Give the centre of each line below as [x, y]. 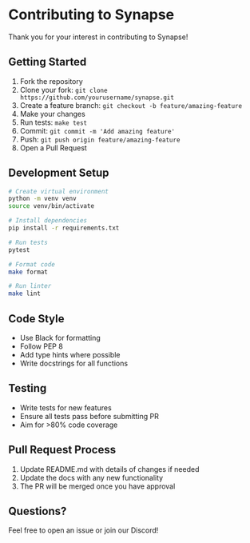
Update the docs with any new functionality [91, 477]
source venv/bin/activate [51, 206]
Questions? [38, 511]
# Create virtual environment [59, 191]
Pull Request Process [62, 450]
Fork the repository [52, 81]
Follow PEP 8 [42, 346]
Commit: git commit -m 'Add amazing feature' [97, 130]
